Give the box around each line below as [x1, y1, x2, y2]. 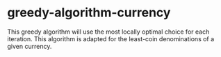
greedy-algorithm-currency [7, 5, 171, 21]
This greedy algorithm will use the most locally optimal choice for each [7, 27, 210, 36]
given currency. [7, 42, 52, 50]
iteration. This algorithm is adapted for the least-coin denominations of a [7, 34, 215, 43]
